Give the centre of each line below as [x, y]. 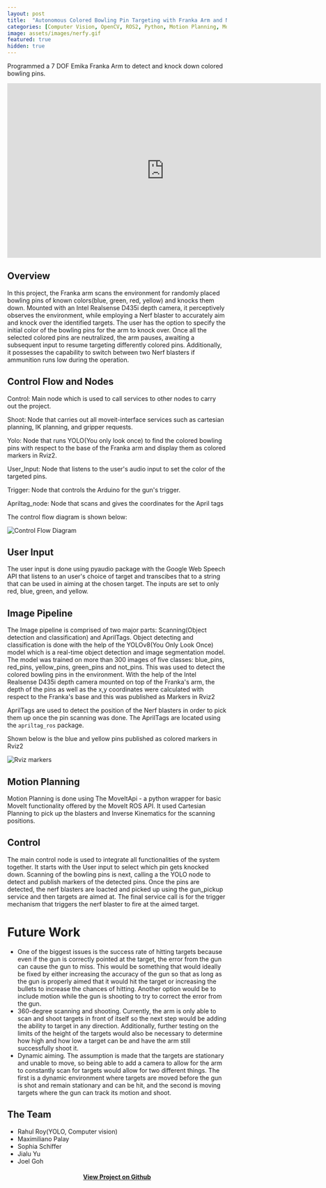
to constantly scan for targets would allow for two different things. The [118, 1070]
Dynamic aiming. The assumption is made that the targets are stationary [121, 1055]
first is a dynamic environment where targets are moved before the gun [119, 1078]
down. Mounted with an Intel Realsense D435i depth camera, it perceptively [116, 307]
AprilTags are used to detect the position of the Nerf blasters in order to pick [117, 710]
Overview [29, 276]
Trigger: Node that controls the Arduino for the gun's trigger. [94, 490]
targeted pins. [27, 476]
